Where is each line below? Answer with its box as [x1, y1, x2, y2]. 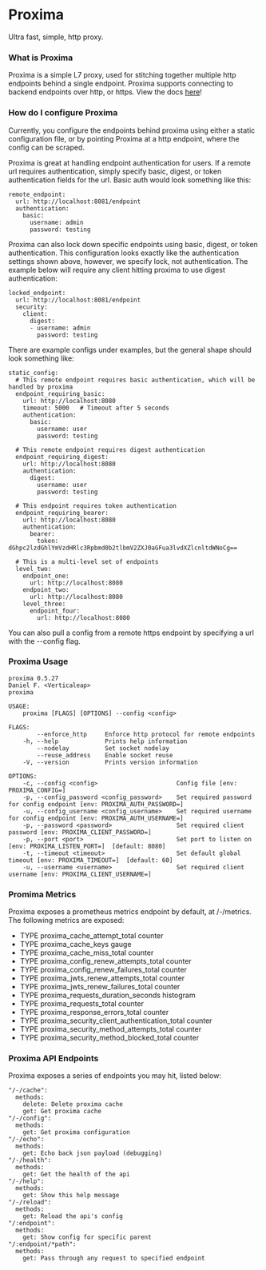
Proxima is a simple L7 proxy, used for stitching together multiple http [8, 70, 237, 80]
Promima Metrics [8, 889, 77, 900]
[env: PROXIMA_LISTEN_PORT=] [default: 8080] [8, 842, 166, 850]
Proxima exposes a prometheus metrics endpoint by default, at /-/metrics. [8, 907, 252, 917]
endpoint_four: [29, 606, 81, 615]
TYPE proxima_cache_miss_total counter [19, 948, 154, 957]
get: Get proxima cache [22, 1108, 102, 1116]
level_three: [22, 600, 66, 608]
